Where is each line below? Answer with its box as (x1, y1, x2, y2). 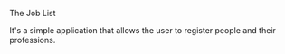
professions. (9, 35, 56, 45)
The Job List (9, 8, 56, 18)
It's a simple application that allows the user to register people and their (9, 25, 276, 35)
